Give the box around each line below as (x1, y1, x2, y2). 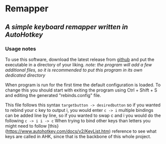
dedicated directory (5, 72, 45, 78)
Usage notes (5, 45, 36, 52)
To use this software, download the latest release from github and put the (5, 56, 155, 62)
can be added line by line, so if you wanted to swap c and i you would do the (5, 112, 161, 118)
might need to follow (5, 123, 47, 129)
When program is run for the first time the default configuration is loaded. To (5, 82, 161, 88)
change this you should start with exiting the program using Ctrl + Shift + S (5, 87, 157, 93)
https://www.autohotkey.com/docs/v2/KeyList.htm (6, 128, 110, 134)
